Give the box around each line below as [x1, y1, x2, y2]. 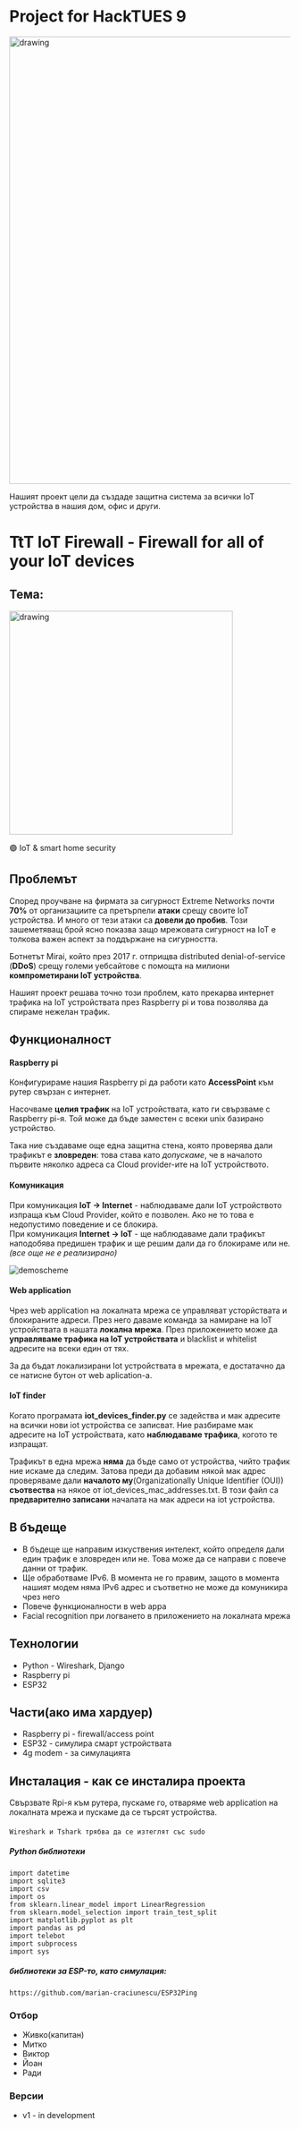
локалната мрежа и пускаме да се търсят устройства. [9, 1807, 218, 1818]
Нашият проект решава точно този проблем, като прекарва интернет [9, 987, 275, 998]
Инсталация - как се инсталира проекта [9, 1774, 246, 1789]
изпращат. [9, 1438, 49, 1449]
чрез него [21, 1591, 61, 1602]
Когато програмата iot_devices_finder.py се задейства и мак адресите [9, 1409, 281, 1420]
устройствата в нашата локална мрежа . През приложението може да [9, 1324, 279, 1334]
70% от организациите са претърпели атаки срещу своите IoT [9, 905, 249, 915]
